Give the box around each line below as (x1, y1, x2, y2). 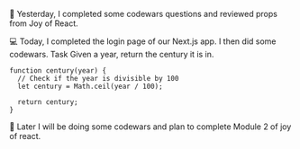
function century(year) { (9, 66, 106, 75)
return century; (17, 98, 78, 107)
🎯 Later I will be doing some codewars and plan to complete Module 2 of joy (9, 121, 292, 132)
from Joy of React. (9, 18, 78, 29)
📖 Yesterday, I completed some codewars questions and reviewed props (9, 9, 277, 19)
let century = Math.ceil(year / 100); (17, 82, 164, 91)
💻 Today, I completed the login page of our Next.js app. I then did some (9, 36, 277, 47)
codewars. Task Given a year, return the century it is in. (9, 49, 214, 59)
